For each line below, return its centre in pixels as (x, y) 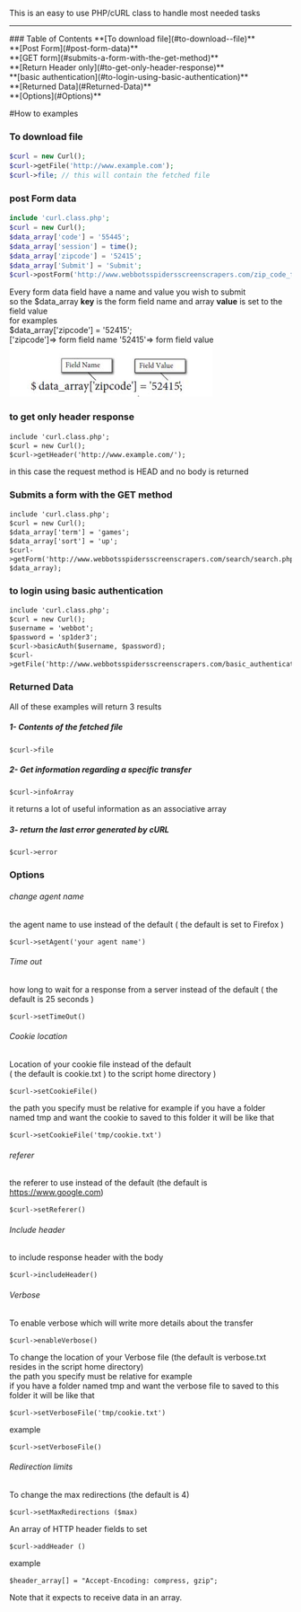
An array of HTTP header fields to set (78, 1528)
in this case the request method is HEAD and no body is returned (129, 471)
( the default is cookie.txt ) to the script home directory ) (113, 1073)
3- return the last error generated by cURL (90, 830)
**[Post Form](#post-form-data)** (74, 48)
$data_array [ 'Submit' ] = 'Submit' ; (76, 265)
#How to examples (44, 113)
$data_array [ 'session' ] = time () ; (74, 246)
